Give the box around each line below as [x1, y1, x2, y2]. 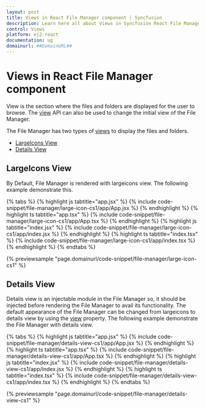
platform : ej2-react [6, 32, 59, 38]
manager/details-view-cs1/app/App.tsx [6, 352, 104, 360]
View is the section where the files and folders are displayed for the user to [6, 102, 195, 110]
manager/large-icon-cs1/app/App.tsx [6, 217, 99, 225]
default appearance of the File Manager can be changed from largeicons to [6, 308, 196, 316]
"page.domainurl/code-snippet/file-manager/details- [54, 390, 188, 397]
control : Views [6, 26, 45, 32]
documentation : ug [6, 37, 53, 43]
